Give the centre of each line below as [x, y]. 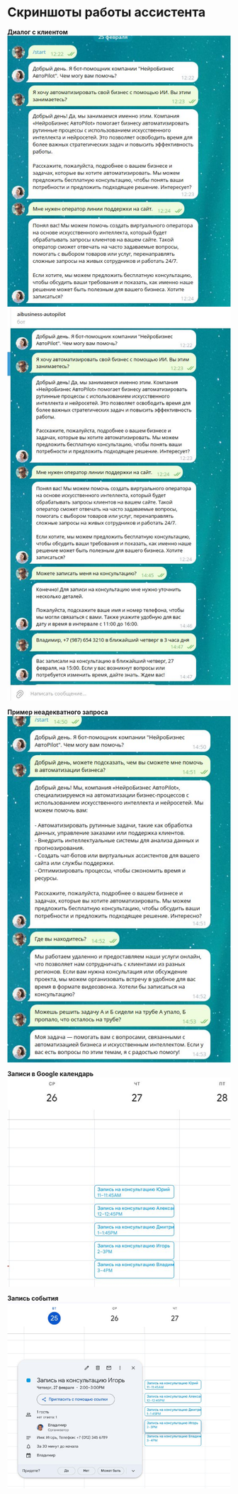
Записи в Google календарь [51, 1074]
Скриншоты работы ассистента [107, 12]
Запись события [33, 1298]
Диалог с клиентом [38, 32]
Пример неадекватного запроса [58, 712]
